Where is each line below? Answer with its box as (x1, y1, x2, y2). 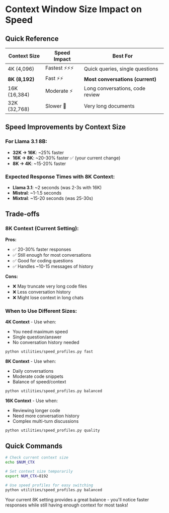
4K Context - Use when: (5, 319, 56, 325)
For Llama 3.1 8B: (5, 138, 48, 145)
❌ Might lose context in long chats (12, 294, 84, 301)
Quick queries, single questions (83, 65, 158, 72)
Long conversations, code (83, 85, 146, 92)
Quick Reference (5, 34, 59, 43)
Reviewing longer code (12, 407, 60, 413)
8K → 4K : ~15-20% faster (12, 160, 66, 166)
